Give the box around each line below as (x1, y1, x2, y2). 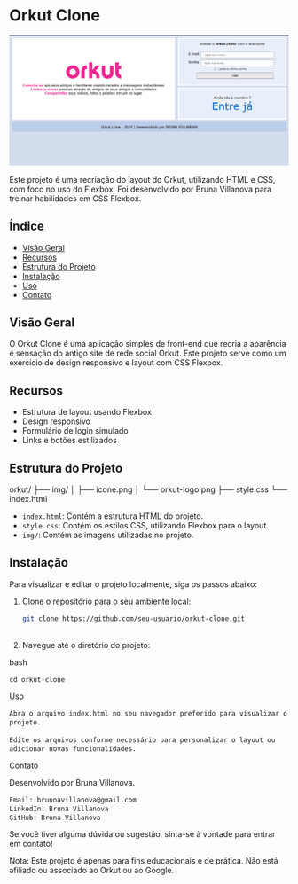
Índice (9, 219, 44, 234)
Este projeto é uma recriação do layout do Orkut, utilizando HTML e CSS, (9, 174, 276, 184)
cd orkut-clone (9, 675, 66, 684)
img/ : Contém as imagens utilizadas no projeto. (21, 529, 194, 540)
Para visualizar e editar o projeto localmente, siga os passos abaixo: (9, 578, 257, 590)
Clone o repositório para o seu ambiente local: (21, 596, 192, 606)
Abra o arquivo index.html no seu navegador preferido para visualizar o (9, 708, 288, 718)
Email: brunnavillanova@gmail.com (9, 795, 137, 804)
